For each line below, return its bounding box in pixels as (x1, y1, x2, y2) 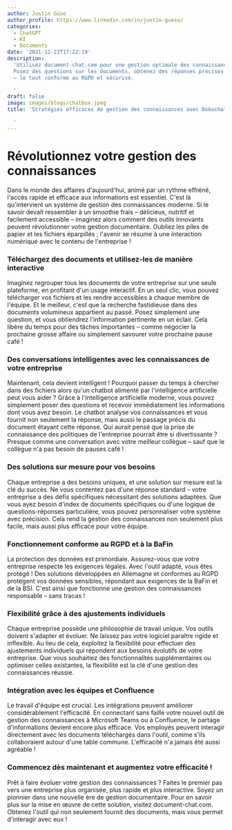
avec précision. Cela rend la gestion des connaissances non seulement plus (7, 514, 223, 523)
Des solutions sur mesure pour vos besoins (7, 462, 155, 472)
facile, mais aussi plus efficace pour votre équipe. (7, 522, 149, 530)
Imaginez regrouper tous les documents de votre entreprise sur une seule (7, 278, 217, 287)
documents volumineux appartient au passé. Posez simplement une (7, 308, 200, 316)
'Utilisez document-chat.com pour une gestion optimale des (13, 61, 190, 68)
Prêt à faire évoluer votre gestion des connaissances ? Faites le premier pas (7, 778, 223, 786)
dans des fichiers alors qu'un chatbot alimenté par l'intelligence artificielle (7, 386, 217, 394)
